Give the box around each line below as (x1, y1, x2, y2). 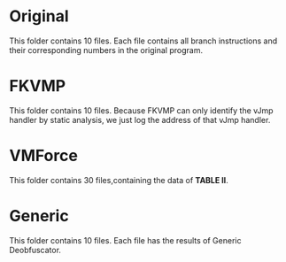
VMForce (9, 146, 78, 166)
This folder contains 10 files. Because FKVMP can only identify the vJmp (9, 104, 274, 116)
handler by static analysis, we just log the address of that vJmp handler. (9, 114, 271, 125)
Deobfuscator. (9, 244, 62, 255)
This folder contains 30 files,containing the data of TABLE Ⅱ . (9, 174, 228, 185)
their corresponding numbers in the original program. (9, 44, 204, 55)
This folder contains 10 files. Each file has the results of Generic (9, 235, 242, 245)
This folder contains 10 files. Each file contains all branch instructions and (9, 35, 277, 46)
